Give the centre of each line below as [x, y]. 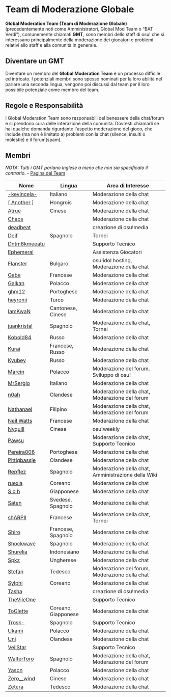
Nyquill [16, 429]
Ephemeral [21, 252]
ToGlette [18, 611]
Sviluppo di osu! [112, 375]
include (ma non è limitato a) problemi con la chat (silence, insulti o [76, 134]
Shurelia [18, 552]
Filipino [58, 409]
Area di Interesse [128, 186]
